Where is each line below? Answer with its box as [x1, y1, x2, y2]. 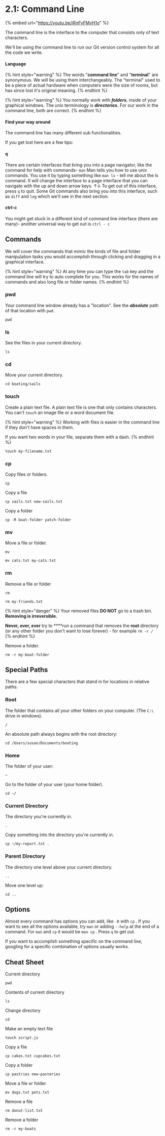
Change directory [5, 1008, 41, 1013]
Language [5, 61, 26, 67]
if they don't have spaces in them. [5, 424, 74, 430]
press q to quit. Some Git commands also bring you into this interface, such [5, 188, 158, 194]
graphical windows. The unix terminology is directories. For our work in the [5, 102, 159, 108]
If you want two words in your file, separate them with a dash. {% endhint [5, 434, 154, 440]
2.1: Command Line [5, 3, 85, 15]
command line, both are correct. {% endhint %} [5, 108, 101, 114]
